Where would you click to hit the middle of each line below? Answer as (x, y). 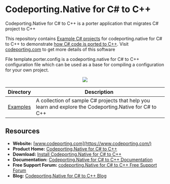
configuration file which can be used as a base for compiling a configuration (85, 64)
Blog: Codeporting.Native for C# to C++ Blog (60, 175)
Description (99, 92)
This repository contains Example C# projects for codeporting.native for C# (84, 39)
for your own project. (27, 70)
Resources (23, 131)
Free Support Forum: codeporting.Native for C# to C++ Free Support (85, 165)
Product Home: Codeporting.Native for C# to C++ (65, 149)
